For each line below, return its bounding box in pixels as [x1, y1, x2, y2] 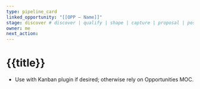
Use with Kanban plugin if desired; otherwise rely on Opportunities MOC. [14, 76, 194, 83]
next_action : [6, 31, 39, 37]
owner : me [6, 25, 31, 31]
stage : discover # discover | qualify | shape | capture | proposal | [6, 20, 185, 26]
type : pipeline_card [6, 8, 58, 15]
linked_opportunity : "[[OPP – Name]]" [6, 14, 102, 20]
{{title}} [6, 56, 46, 70]
